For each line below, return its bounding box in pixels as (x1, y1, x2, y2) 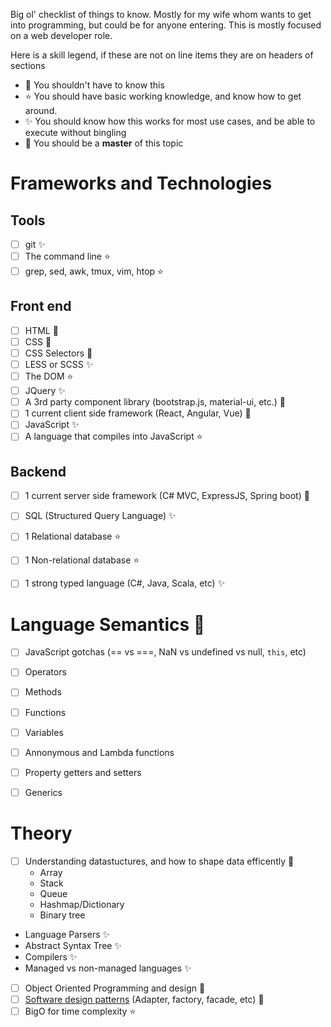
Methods (24, 686, 62, 698)
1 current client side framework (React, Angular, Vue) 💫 (24, 407, 252, 419)
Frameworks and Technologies (10, 172, 273, 195)
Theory (10, 822, 73, 844)
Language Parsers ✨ (24, 928, 111, 940)
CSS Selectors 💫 (24, 347, 93, 359)
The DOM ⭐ (24, 370, 74, 383)
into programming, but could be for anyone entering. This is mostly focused (10, 19, 322, 31)
